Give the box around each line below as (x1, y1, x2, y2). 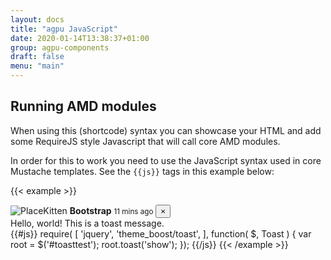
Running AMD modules (10, 98, 157, 115)
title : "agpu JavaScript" (10, 24, 118, 34)
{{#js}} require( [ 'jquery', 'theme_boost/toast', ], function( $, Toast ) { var (10, 227, 312, 240)
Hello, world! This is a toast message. (10, 217, 165, 229)
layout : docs (10, 14, 65, 25)
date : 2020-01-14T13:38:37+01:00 (10, 33, 150, 43)
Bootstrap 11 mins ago (69, 204, 154, 216)
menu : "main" (10, 61, 65, 71)
